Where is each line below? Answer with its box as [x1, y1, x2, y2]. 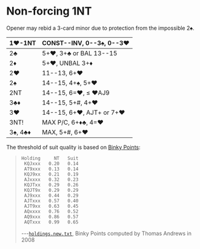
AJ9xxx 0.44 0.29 [24, 193, 79, 199]
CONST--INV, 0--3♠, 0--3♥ [42, 38, 130, 47]
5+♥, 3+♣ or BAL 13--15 [42, 49, 118, 57]
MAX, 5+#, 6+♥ [42, 128, 88, 136]
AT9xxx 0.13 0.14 [24, 166, 79, 172]
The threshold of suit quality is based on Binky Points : [6, 143, 141, 151]
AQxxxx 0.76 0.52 [24, 208, 79, 214]
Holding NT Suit [21, 155, 79, 162]
